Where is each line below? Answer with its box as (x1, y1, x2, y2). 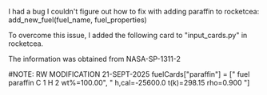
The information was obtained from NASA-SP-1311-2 (8, 55, 181, 63)
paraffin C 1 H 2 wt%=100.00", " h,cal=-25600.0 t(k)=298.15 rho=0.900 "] (8, 78, 250, 87)
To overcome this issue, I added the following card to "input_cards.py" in (8, 31, 248, 40)
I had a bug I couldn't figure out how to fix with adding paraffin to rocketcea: (8, 7, 260, 16)
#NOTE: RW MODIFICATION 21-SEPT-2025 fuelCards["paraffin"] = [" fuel (8, 70, 250, 78)
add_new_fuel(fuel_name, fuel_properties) (8, 15, 148, 25)
